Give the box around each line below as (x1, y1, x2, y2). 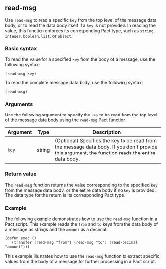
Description (92, 129, 121, 136)
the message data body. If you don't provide (55, 143, 158, 150)
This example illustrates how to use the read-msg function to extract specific (5, 253, 160, 259)
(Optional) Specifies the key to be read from (55, 137, 157, 144)
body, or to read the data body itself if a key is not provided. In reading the (5, 22, 156, 28)
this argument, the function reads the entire (55, 150, 156, 156)
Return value (5, 170, 37, 177)
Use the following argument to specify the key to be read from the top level (5, 112, 157, 118)
